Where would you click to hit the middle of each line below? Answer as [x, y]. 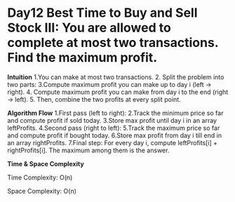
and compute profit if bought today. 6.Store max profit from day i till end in [115, 135]
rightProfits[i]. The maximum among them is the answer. [88, 150]
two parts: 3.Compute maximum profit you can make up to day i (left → [109, 84]
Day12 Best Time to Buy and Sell [102, 13]
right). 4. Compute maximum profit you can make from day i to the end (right [118, 92]
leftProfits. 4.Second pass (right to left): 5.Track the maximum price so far [114, 128]
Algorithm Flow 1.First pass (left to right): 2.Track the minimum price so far [115, 113]
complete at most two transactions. [113, 43]
